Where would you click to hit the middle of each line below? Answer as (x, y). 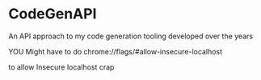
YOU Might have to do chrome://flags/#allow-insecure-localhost (116, 51)
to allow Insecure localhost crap (61, 67)
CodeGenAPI (53, 14)
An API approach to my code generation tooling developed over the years (130, 36)
